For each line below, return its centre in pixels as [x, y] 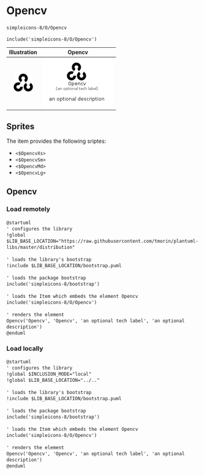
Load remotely [28, 209]
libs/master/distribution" [41, 247]
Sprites [21, 126]
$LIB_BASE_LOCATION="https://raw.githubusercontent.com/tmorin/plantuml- [103, 241]
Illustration [23, 52]
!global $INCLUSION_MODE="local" [49, 374]
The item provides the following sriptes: [56, 141]
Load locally [25, 348]
